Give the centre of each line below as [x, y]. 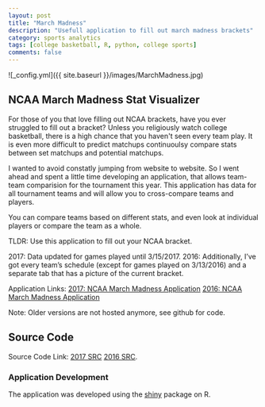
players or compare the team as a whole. [75, 225]
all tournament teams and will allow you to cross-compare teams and [121, 193]
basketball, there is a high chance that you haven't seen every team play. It [131, 136]
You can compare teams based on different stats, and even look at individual [133, 217]
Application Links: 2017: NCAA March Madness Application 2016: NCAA [125, 288]
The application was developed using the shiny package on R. [109, 394]
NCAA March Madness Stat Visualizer [104, 100]
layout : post [30, 15]
